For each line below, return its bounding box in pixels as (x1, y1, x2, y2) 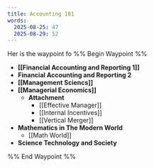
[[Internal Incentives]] (38, 108, 102, 117)
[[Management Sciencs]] (17, 79, 94, 87)
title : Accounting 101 (7, 10, 75, 18)
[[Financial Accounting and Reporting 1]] (17, 63, 140, 72)
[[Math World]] (28, 131, 72, 140)
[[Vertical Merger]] (38, 116, 94, 125)
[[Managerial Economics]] (17, 86, 97, 94)
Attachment (28, 94, 65, 102)
